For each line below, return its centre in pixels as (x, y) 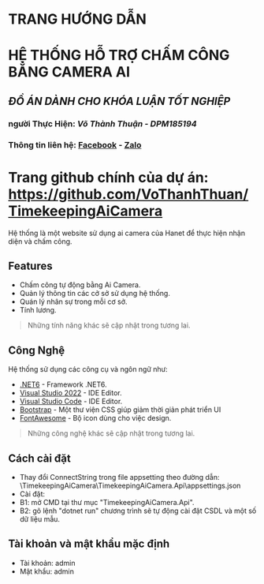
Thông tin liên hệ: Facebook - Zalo (75, 144)
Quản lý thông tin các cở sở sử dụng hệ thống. (95, 294)
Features (30, 266)
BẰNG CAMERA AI (69, 72)
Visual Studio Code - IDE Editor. (71, 402)
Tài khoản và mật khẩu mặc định (89, 544)
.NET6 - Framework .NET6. (63, 384)
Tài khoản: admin (47, 563)
